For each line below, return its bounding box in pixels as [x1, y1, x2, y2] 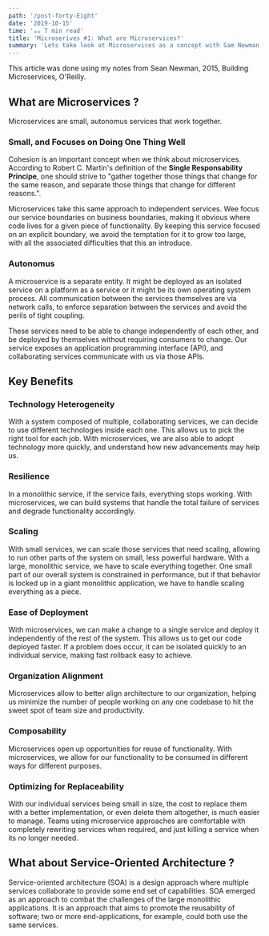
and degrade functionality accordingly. [8, 506, 136, 516]
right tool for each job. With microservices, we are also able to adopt [8, 434, 235, 444]
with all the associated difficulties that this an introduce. [8, 238, 192, 248]
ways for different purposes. [8, 761, 102, 770]
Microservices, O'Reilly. [8, 72, 86, 82]
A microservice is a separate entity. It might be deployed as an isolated [8, 276, 243, 286]
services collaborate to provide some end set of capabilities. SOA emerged [8, 886, 256, 895]
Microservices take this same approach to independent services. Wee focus [8, 204, 259, 214]
